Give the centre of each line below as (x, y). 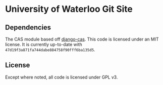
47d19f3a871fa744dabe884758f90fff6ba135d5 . (50, 50)
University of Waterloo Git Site (69, 9)
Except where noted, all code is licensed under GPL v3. (61, 77)
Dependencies (28, 27)
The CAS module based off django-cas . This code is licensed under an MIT (82, 39)
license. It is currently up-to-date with (44, 44)
